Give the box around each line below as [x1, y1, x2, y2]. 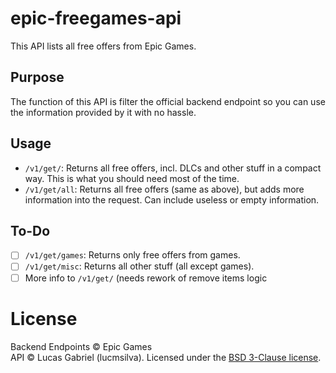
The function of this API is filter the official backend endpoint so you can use [10, 95, 326, 107]
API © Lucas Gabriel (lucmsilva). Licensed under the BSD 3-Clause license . [10, 351, 322, 363]
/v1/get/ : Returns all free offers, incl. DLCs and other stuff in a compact [24, 162, 322, 174]
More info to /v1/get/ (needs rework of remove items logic [24, 272, 268, 284]
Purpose [10, 69, 65, 86]
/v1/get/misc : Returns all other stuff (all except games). [24, 260, 255, 272]
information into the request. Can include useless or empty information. [24, 193, 320, 206]
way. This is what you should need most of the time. [24, 172, 240, 184]
